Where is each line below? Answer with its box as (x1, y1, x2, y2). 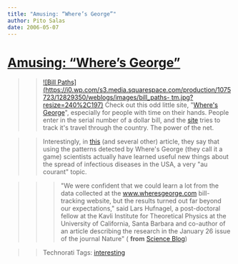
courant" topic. (42, 168, 87, 176)
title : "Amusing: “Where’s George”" (7, 10, 116, 18)
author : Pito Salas (7, 17, 66, 24)
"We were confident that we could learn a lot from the (60, 181, 219, 190)
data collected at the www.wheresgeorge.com (60, 189, 197, 198)
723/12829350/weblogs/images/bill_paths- (42, 93, 170, 102)
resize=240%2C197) (42, 101, 104, 109)
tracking (60, 197, 86, 205)
